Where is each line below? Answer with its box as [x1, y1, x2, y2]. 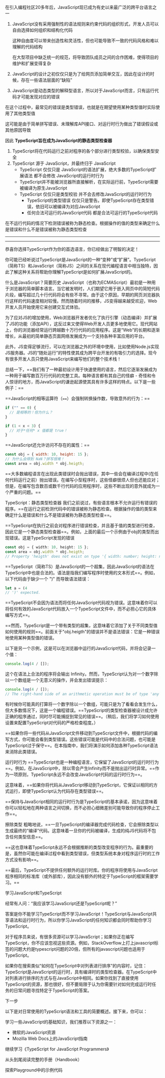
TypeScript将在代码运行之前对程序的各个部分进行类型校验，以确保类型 [12, 148, 155, 154]
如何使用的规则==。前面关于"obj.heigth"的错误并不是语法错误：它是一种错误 [5, 629, 160, 635]
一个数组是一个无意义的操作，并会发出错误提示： [9, 677, 109, 683]
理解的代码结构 [12, 44, 43, 49]
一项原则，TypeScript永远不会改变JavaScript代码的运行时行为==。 [9, 771, 145, 777]
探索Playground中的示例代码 [5, 1067, 63, 1073]
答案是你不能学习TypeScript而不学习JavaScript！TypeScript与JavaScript [5, 911, 153, 917]
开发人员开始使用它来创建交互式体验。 [5, 304, 82, 310]
